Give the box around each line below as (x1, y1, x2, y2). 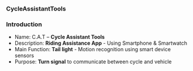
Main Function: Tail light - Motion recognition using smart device (14, 46, 171, 53)
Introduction (6, 20, 42, 28)
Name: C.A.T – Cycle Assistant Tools (14, 34, 105, 41)
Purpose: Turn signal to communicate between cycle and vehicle (14, 58, 172, 65)
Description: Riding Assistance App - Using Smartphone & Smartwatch (14, 40, 188, 47)
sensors (14, 52, 35, 59)
